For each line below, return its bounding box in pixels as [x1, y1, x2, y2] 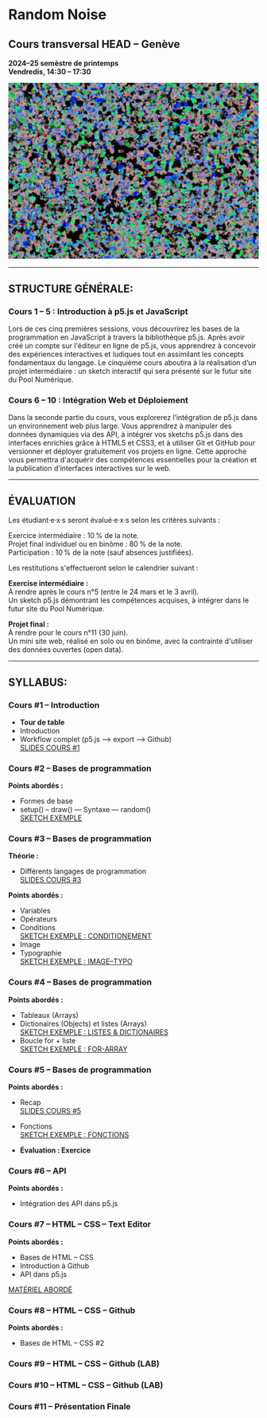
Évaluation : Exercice [19, 1145, 91, 1155]
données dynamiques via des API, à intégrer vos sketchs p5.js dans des [8, 430, 244, 439]
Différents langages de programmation [19, 866, 147, 876]
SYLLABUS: [8, 675, 68, 689]
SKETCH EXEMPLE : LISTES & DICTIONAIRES [19, 1027, 168, 1037]
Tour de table [19, 717, 65, 727]
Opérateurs [19, 914, 57, 924]
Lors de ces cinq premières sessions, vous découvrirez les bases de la [8, 324, 240, 334]
